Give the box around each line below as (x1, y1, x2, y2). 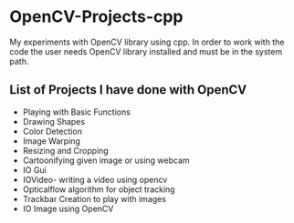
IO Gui (22, 164, 47, 175)
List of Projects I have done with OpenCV (9, 82, 247, 97)
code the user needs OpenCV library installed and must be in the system (9, 46, 283, 56)
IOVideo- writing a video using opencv (22, 174, 168, 185)
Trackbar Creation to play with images (22, 193, 167, 204)
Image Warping (22, 135, 80, 147)
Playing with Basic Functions (22, 106, 131, 117)
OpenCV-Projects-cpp (9, 6, 184, 27)
